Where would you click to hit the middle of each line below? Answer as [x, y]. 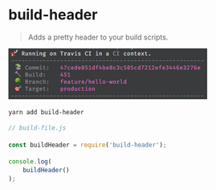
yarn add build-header [46, 112]
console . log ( [30, 162]
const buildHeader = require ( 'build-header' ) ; [88, 145]
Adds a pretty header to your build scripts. [98, 37]
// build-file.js [37, 128]
